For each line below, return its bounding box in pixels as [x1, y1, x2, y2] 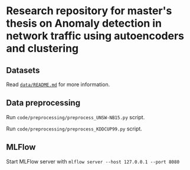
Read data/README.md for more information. [6, 81, 110, 88]
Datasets [6, 65, 40, 75]
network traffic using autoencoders [6, 30, 185, 42]
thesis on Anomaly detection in [6, 17, 162, 30]
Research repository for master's [6, 4, 172, 18]
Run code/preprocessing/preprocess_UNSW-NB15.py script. [6, 113, 145, 120]
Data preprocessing [6, 98, 81, 108]
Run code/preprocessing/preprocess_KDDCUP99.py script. [6, 125, 143, 132]
